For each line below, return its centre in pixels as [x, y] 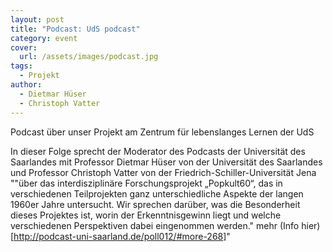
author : [26, 85]
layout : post [37, 19]
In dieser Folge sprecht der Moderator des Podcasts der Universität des [158, 151]
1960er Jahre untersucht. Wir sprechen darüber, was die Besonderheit [155, 204]
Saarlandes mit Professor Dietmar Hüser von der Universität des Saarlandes [166, 162]
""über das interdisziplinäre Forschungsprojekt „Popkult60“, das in [146, 183]
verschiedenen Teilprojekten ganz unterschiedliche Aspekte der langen [157, 193]
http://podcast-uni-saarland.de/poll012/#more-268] [120, 236]
